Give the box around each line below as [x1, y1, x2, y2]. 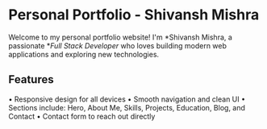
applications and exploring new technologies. [8, 49, 160, 59]
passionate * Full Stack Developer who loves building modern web [8, 40, 227, 50]
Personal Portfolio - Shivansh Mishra [8, 6, 260, 24]
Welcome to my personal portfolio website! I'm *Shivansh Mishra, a [8, 32, 232, 42]
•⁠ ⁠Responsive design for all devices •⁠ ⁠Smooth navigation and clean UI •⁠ [8, 94, 246, 104]
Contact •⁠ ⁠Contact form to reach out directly [8, 111, 156, 121]
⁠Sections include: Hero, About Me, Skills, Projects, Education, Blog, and [8, 102, 246, 112]
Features [8, 73, 54, 86]
